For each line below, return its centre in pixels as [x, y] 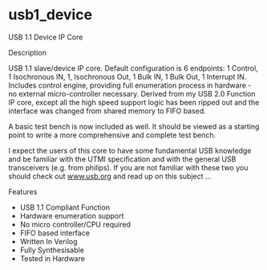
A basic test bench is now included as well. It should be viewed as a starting [134, 126]
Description [27, 52]
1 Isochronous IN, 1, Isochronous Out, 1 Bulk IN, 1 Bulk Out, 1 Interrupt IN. [127, 76]
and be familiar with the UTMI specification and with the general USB [122, 159]
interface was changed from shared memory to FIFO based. [107, 111]
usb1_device [51, 15]
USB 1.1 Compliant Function [65, 207]
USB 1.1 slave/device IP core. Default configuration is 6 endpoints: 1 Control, [133, 68]
